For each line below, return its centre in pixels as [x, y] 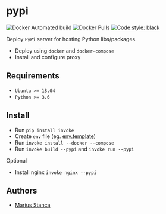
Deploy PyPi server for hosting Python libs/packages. [71, 39]
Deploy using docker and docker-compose [64, 51]
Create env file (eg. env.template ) [55, 136]
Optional [17, 160]
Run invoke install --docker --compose [64, 142]
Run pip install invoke [44, 130]
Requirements [33, 76]
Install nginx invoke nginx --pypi [56, 172]
